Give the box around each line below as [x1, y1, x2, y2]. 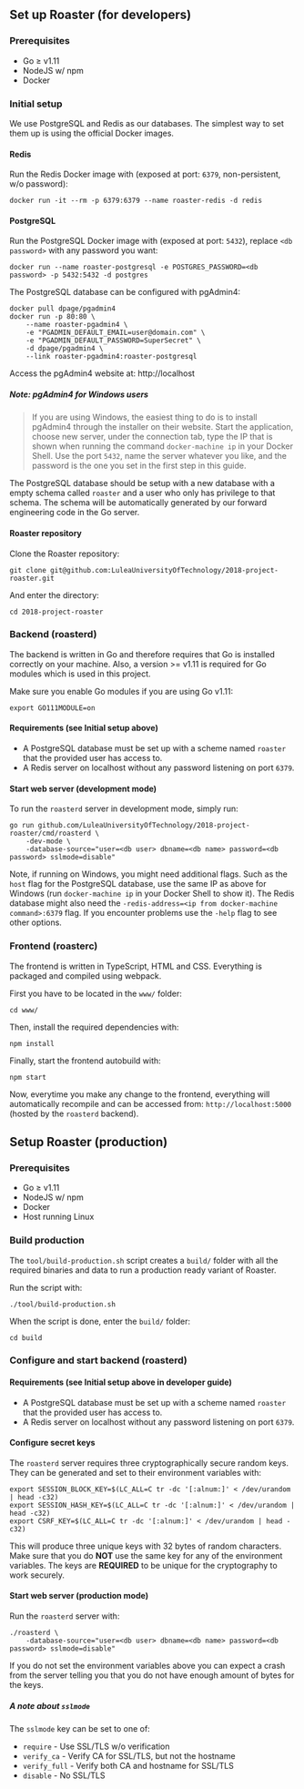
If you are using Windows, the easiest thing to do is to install [31, 412, 258, 422]
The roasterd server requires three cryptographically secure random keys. [9, 1457, 289, 1469]
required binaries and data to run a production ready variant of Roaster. [9, 1265, 277, 1276]
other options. [9, 917, 62, 928]
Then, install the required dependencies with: [9, 1022, 179, 1032]
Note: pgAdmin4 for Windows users [9, 389, 148, 400]
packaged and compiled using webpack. [9, 970, 162, 981]
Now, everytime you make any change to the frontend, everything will [9, 1088, 270, 1100]
